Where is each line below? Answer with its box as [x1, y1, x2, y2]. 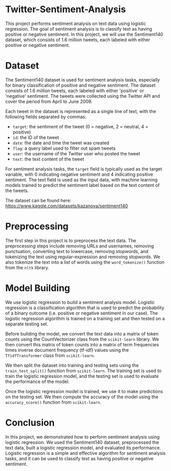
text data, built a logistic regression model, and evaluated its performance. [5, 445, 161, 451]
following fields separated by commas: [5, 114, 87, 120]
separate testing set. [5, 321, 48, 327]
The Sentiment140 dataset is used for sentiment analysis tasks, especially [5, 76, 160, 82]
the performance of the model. [5, 378, 70, 384]
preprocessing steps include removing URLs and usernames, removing [5, 243, 154, 249]
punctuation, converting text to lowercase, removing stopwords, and [5, 248, 149, 254]
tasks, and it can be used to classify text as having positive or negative [5, 455, 154, 461]
